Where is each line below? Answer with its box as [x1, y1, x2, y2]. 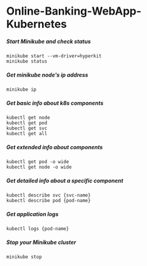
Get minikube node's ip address [6, 71, 89, 79]
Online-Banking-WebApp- [6, 4, 142, 18]
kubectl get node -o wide [6, 164, 72, 170]
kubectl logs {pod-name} [6, 226, 69, 232]
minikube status [6, 58, 47, 65]
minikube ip [6, 86, 36, 93]
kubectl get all [6, 131, 47, 137]
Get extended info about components [6, 143, 103, 150]
